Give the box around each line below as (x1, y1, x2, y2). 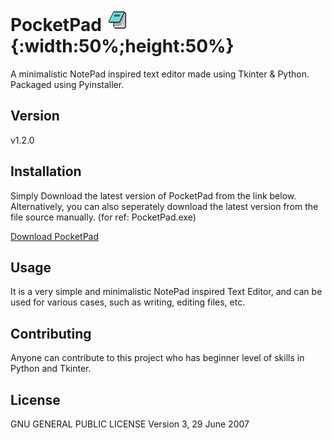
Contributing (10, 325, 92, 342)
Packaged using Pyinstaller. (10, 78, 125, 90)
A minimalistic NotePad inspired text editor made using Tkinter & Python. (10, 68, 310, 80)
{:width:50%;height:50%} (10, 35, 235, 58)
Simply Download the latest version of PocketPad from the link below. (10, 189, 297, 202)
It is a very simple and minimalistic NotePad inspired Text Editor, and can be (10, 286, 323, 298)
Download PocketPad (10, 230, 100, 242)
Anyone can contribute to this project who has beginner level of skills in (10, 352, 305, 364)
